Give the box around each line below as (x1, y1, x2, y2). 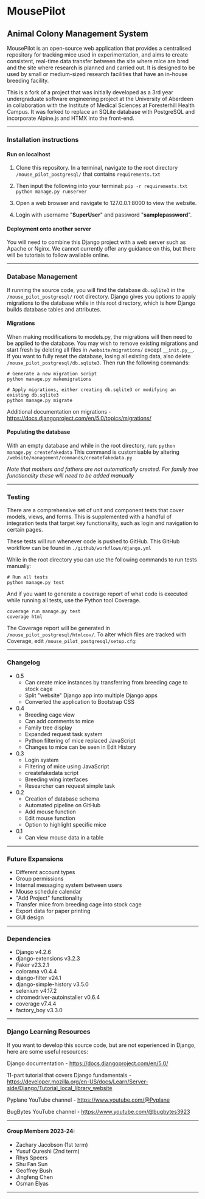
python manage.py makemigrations (7, 376, 92, 382)
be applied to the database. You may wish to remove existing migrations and (7, 339, 198, 347)
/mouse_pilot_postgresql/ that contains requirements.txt (15, 170, 161, 178)
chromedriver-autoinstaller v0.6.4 (15, 993, 100, 1001)
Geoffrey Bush (15, 1167, 52, 1174)
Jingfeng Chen (15, 1173, 54, 1181)
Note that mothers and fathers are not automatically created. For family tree (7, 465, 198, 473)
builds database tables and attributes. (7, 305, 102, 313)
